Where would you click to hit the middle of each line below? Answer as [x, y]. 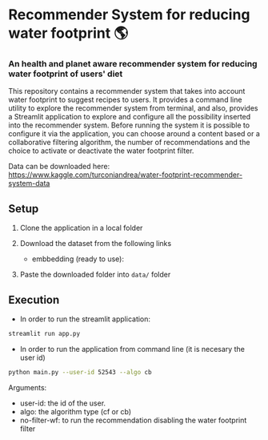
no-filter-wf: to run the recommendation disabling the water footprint [133, 420]
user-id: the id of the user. [63, 403]
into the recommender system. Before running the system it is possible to [129, 125]
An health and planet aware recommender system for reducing [133, 64]
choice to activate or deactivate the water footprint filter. [101, 151]
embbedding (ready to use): [78, 259]
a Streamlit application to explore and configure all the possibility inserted [130, 117]
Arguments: [28, 387]
